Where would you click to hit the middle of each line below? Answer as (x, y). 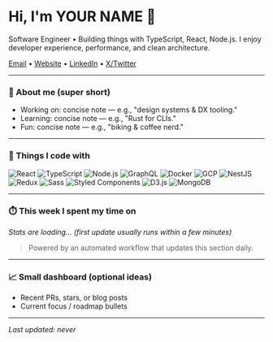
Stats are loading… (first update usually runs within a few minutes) (120, 232)
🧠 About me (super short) (60, 92)
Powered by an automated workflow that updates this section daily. (141, 248)
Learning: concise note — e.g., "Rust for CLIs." (98, 119)
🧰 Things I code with (50, 156)
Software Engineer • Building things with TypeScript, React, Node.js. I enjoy (135, 39)
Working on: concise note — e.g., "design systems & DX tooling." (129, 110)
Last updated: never (42, 330)
